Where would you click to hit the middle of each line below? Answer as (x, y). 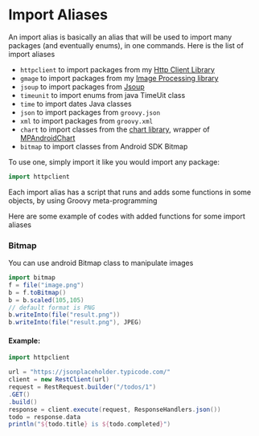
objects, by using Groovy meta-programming (83, 200)
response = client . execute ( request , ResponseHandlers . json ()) (115, 410)
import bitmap (32, 278)
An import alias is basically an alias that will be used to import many (120, 37)
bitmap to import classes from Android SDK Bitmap (104, 146)
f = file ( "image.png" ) (46, 285)
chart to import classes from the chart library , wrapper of (115, 129)
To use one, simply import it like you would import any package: (114, 161)
